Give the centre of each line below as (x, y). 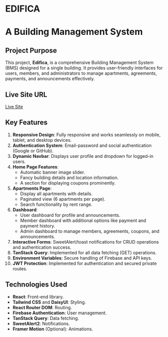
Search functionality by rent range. (56, 204)
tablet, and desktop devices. (42, 140)
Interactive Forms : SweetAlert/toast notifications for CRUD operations (86, 242)
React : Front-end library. (38, 297)
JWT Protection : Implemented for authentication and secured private (85, 263)
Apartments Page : (32, 188)
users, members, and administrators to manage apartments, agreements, (81, 73)
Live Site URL (26, 95)
